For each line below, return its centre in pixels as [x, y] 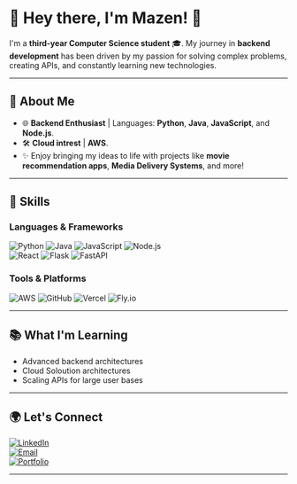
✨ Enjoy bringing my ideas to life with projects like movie [126, 155]
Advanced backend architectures [83, 361]
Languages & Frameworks [66, 227]
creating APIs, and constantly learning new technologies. [113, 65]
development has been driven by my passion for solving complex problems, [148, 56]
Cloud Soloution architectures [76, 371]
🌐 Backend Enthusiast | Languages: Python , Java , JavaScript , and [145, 122]
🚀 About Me [42, 101]
